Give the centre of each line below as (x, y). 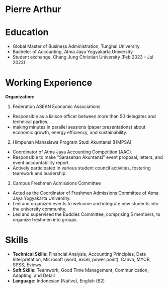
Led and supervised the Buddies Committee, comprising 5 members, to (87, 214)
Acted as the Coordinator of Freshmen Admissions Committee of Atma (86, 193)
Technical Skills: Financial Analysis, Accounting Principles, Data (79, 254)
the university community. (39, 209)
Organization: (20, 97)
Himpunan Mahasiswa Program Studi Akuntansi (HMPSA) (72, 142)
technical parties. (30, 122)
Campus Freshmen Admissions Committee (57, 183)
